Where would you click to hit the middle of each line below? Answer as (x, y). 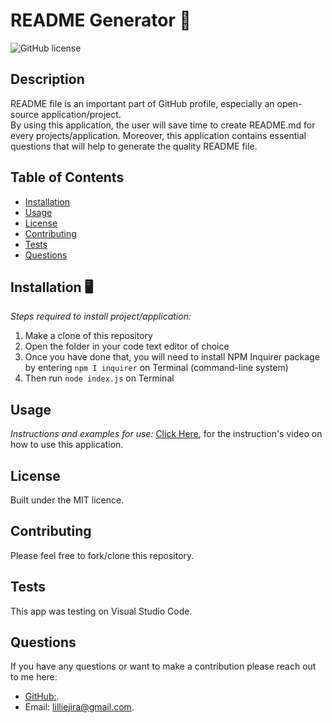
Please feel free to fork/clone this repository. (102, 555)
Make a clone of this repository (88, 336)
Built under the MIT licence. (67, 500)
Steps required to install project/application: (101, 316)
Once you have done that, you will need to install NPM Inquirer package (172, 357)
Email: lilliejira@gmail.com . (79, 707)
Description (47, 79)
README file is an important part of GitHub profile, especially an (142, 103)
